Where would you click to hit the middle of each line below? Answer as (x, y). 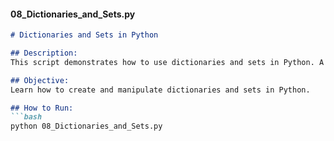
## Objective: (40, 80)
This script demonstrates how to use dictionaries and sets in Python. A (167, 62)
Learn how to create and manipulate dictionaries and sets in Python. (160, 90)
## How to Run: (42, 108)
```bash (26, 117)
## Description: (44, 53)
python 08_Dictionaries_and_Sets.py (86, 126)
